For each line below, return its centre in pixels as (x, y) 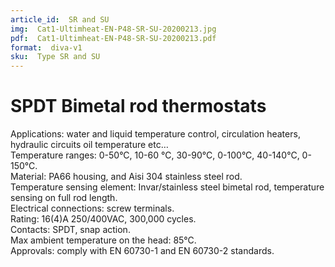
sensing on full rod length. (64, 198)
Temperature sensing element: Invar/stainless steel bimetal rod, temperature (167, 187)
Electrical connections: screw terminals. (92, 208)
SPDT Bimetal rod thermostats (138, 106)
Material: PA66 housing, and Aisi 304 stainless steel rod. (126, 177)
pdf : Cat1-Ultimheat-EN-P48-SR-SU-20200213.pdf (113, 38)
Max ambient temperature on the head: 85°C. (103, 240)
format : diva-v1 (46, 47)
